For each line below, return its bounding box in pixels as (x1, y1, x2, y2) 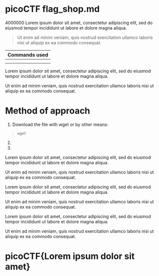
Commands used (7, 51, 48, 58)
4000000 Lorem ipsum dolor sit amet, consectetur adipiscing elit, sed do (5, 20, 153, 26)
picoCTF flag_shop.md (5, 3, 100, 15)
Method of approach (5, 105, 90, 117)
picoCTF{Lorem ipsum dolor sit (5, 251, 135, 262)
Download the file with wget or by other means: (12, 122, 108, 127)
